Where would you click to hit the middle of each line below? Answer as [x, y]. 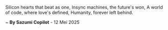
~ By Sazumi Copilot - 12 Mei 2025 [43, 22]
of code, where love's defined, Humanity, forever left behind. [69, 12]
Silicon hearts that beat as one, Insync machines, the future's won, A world [84, 7]
